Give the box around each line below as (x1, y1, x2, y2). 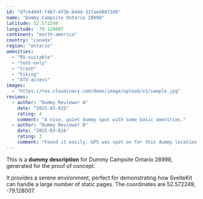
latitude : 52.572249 (6, 20, 59, 26)
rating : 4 (17, 111, 43, 117)
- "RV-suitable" (12, 54, 53, 60)
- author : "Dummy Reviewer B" (12, 122, 88, 128)
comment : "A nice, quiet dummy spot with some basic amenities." (17, 116, 187, 122)
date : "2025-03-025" (17, 105, 69, 111)
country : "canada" (6, 37, 53, 43)
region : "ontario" (6, 43, 53, 49)
